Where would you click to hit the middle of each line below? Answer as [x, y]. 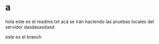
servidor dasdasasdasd [30, 27]
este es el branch [23, 37]
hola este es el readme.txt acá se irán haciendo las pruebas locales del [80, 21]
